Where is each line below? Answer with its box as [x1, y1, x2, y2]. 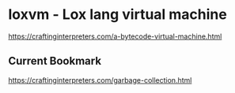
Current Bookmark [8, 54, 101, 68]
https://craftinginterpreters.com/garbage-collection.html [8, 75, 192, 84]
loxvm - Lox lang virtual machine [8, 6, 227, 24]
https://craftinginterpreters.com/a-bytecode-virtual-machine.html [8, 32, 222, 41]
